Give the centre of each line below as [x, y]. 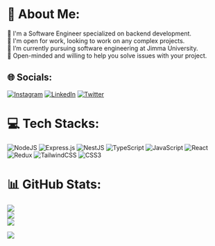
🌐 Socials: [30, 77]
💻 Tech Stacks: [53, 123]
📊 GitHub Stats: [54, 184]
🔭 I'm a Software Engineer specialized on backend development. [100, 33]
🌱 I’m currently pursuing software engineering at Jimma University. [103, 48]
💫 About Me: [44, 14]
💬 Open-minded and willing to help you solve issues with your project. [107, 56]
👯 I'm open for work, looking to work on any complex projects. [96, 40]
